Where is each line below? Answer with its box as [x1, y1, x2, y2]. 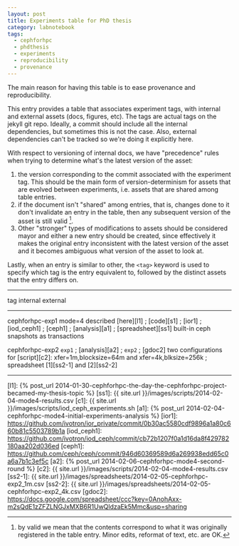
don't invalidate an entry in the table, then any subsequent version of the [17, 207, 231, 216]
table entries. [17, 192, 57, 201]
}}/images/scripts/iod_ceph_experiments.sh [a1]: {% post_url [7, 404, 185, 413]
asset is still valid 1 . [17, 215, 73, 225]
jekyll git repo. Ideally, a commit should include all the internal [7, 119, 188, 128]
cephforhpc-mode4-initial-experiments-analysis [7, 411, 149, 421]
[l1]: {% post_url [7, 381, 54, 390]
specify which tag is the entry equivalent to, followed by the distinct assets [7, 268, 226, 277]
